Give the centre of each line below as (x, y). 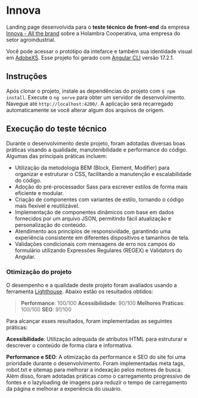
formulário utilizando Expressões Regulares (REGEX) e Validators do (98, 250)
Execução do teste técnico (57, 129)
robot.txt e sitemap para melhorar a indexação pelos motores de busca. (94, 369)
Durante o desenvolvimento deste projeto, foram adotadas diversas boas (96, 143)
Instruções (27, 76)
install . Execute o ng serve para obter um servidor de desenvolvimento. (96, 97)
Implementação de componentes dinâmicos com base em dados (94, 212)
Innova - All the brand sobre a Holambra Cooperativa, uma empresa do (93, 33)
